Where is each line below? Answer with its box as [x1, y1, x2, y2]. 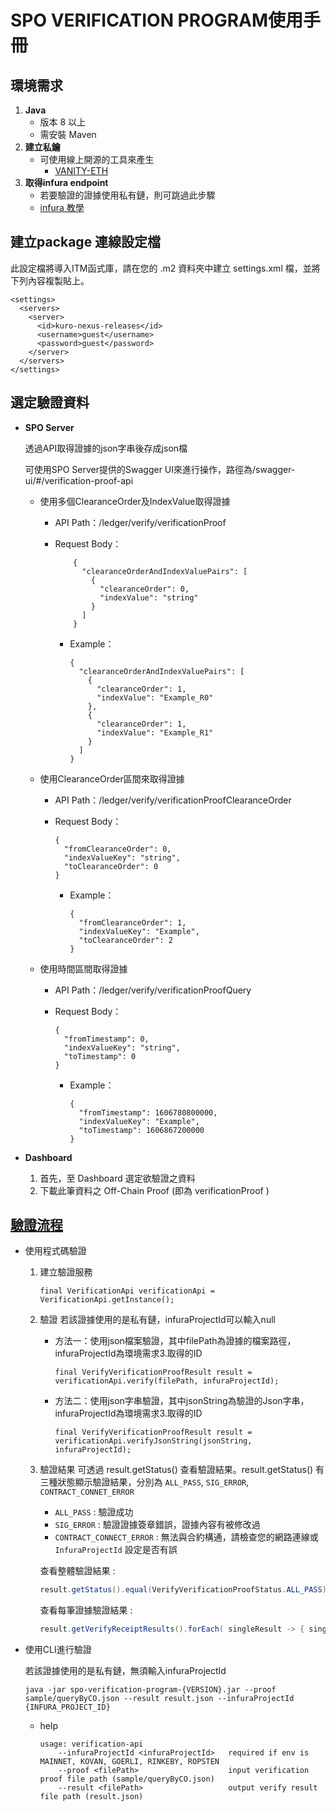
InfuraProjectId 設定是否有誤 [54, 1544, 178, 1556]
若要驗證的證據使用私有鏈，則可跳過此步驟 [39, 189, 216, 201]
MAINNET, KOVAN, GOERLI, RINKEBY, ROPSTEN [39, 1757, 220, 1767]
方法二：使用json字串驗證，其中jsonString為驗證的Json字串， [54, 1395, 310, 1407]
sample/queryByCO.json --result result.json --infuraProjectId [24, 1694, 295, 1704]
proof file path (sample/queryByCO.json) [39, 1774, 215, 1785]
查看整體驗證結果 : [39, 1565, 116, 1577]
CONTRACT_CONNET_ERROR [39, 1487, 135, 1498]
